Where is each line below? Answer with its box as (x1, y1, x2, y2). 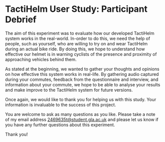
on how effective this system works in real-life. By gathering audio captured (5, 71, 159, 77)
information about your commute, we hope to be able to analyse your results (5, 81, 161, 87)
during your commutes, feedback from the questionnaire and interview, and (5, 76, 159, 82)
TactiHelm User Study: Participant (5, 3, 148, 15)
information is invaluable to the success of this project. (5, 102, 116, 107)
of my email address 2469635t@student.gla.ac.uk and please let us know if (5, 116, 159, 122)
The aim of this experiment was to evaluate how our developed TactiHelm (5, 30, 155, 36)
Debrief (5, 14, 37, 25)
